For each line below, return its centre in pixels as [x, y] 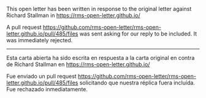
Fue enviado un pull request [41, 76]
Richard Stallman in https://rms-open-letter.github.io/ [73, 15]
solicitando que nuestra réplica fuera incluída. [137, 83]
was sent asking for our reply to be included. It [138, 34]
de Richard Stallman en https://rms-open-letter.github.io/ [78, 64]
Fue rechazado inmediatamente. [47, 89]
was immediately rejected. [40, 40]
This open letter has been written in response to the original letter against [99, 9]
